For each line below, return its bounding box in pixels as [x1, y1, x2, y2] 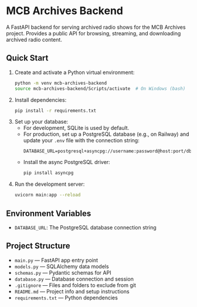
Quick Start [6, 53, 49, 63]
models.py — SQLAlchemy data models [14, 263, 110, 270]
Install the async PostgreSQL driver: [23, 159, 110, 166]
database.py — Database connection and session [14, 275, 134, 282]
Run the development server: [14, 181, 85, 188]
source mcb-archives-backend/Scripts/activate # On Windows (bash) [14, 85, 186, 92]
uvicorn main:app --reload [14, 192, 81, 198]
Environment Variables [6, 208, 91, 218]
